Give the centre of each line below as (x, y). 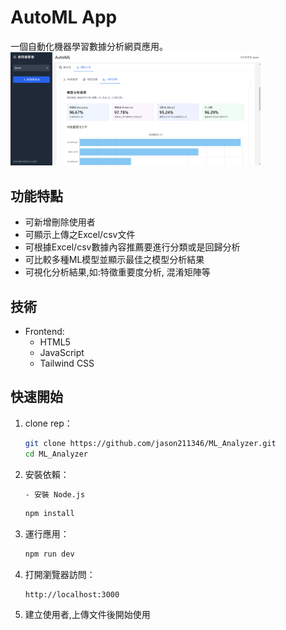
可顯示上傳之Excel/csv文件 (80, 235)
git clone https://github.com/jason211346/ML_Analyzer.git (150, 443)
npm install (49, 514)
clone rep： (48, 423)
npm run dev (49, 554)
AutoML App (64, 17)
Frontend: (44, 331)
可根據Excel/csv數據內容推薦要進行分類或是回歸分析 (132, 247)
